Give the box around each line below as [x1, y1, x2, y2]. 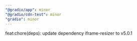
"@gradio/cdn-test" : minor [5, 12, 62, 17]
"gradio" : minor [5, 16, 39, 21]
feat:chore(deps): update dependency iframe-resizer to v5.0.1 [5, 30, 132, 36]
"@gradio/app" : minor [5, 7, 51, 12]
